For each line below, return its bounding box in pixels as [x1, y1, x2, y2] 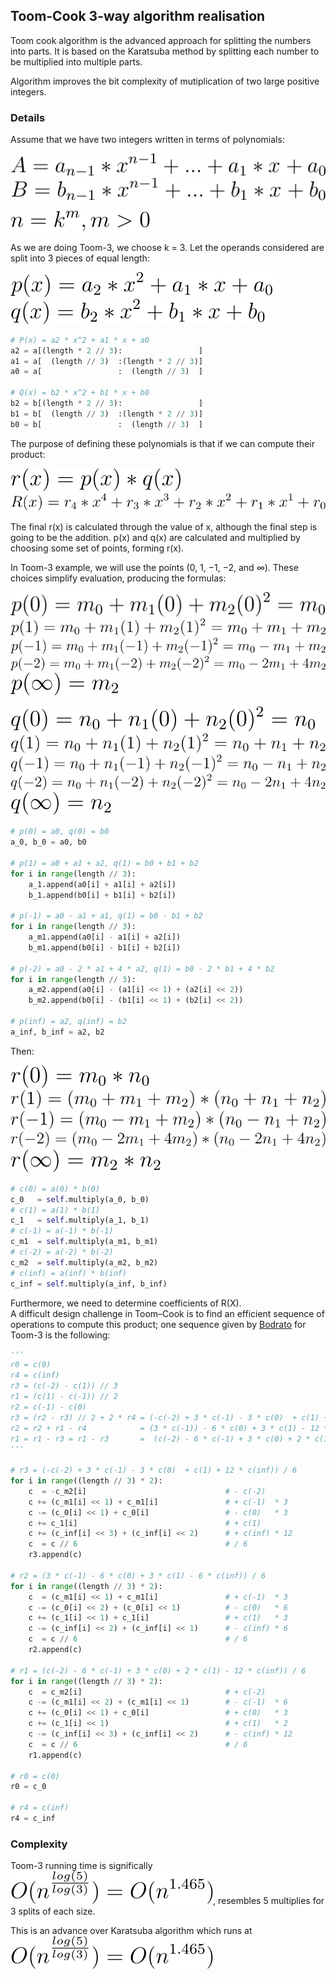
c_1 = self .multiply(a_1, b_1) [10, 1215, 150, 1226]
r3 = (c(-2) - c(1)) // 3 [10, 1381, 118, 1391]
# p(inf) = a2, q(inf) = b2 [10, 1017, 128, 1027]
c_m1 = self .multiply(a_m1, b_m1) [10, 1237, 159, 1247]
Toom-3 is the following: [10, 1329, 111, 1341]
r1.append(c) [28, 1750, 83, 1760]
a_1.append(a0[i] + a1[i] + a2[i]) [28, 879, 177, 889]
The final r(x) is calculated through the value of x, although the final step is [10, 521, 318, 533]
